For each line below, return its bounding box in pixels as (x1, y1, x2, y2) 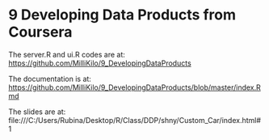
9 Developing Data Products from (8, 6, 237, 24)
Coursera (8, 23, 73, 41)
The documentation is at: (8, 74, 91, 83)
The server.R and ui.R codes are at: (8, 49, 125, 59)
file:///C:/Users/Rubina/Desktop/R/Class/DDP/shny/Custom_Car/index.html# (8, 115, 261, 125)
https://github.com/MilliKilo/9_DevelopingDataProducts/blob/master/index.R (8, 83, 261, 92)
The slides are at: (8, 107, 66, 117)
